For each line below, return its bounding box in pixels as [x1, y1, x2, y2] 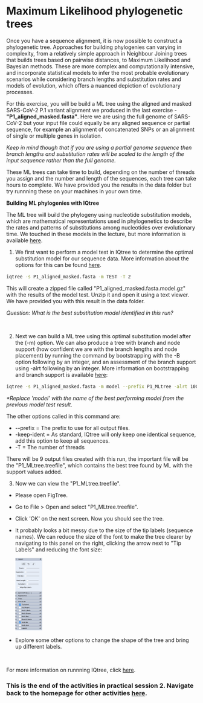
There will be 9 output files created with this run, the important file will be [6, 455, 188, 463]
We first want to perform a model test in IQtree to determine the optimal [14, 248, 193, 255]
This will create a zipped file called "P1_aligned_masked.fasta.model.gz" [6, 284, 186, 292]
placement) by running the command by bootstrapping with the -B [14, 351, 180, 359]
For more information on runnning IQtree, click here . [6, 666, 136, 674]
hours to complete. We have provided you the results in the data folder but [6, 181, 192, 188]
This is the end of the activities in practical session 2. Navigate [6, 681, 194, 690]
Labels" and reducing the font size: [14, 545, 103, 553]
